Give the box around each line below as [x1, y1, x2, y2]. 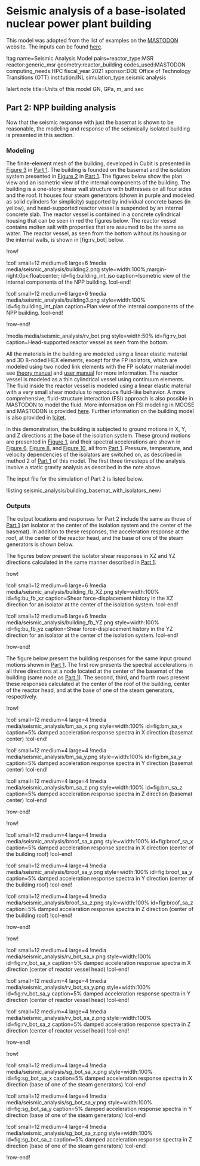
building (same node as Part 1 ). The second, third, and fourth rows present [6, 674, 189, 681]
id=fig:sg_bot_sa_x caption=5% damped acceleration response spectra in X [6, 1074, 193, 1082]
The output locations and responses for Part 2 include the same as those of [6, 515, 192, 523]
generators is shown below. [6, 541, 74, 548]
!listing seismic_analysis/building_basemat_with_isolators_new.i [6, 487, 162, 494]
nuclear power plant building [6, 17, 152, 31]
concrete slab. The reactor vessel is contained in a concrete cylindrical [6, 211, 180, 218]
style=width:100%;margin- [101, 266, 167, 273]
